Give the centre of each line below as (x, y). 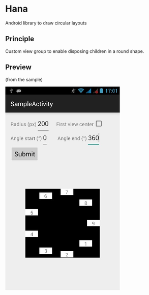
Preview (19, 67)
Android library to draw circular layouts (46, 23)
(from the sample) (24, 79)
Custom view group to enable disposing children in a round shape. (75, 51)
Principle (20, 39)
